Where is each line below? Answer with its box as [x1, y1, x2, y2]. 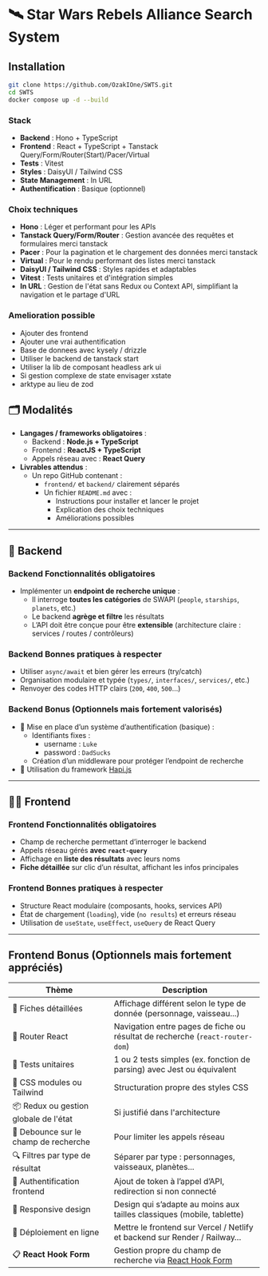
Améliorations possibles [55, 513, 135, 523]
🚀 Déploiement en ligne [12, 1227, 100, 1238]
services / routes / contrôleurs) [31, 628, 134, 639]
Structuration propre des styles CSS [113, 1082, 249, 1093]
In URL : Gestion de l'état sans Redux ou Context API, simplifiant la [19, 281, 238, 291]
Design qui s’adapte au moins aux [113, 1199, 240, 1210]
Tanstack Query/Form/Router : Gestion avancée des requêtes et [19, 230, 234, 240]
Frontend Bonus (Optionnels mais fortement [8, 948, 232, 962]
